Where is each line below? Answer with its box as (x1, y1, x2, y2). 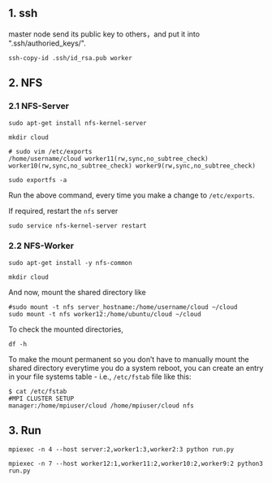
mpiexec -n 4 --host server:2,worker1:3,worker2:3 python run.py (8, 445, 234, 454)
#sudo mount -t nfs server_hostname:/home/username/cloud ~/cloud (8, 302, 238, 311)
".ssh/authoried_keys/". (8, 38, 87, 48)
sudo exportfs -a (8, 176, 67, 184)
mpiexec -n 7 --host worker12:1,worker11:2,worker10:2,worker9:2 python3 (8, 459, 264, 468)
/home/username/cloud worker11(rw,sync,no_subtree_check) (8, 154, 209, 163)
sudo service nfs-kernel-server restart (8, 221, 148, 230)
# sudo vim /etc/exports (8, 147, 93, 155)
